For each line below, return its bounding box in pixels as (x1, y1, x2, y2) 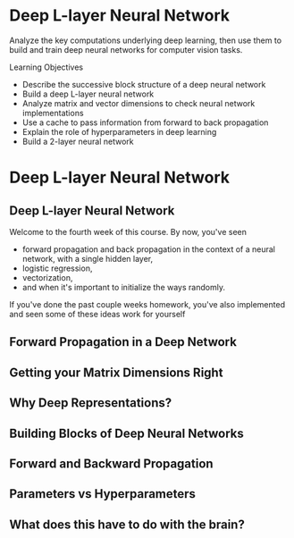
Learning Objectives (9, 62, 83, 72)
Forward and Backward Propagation (9, 456, 214, 471)
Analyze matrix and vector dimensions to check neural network (21, 97, 256, 108)
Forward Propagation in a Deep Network (9, 334, 237, 349)
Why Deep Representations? (9, 395, 172, 411)
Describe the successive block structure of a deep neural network (21, 79, 266, 89)
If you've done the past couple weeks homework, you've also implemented (9, 298, 286, 309)
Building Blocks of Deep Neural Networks (9, 425, 244, 441)
